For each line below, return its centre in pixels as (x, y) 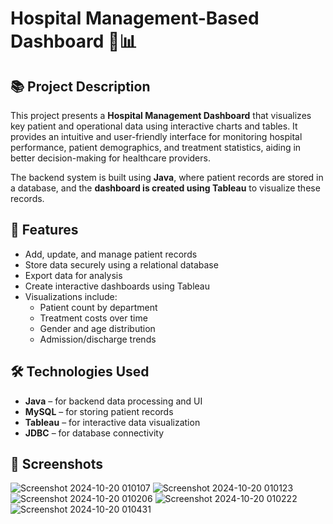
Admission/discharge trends (98, 339)
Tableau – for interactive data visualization (112, 422)
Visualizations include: (71, 296)
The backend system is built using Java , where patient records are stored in (167, 177)
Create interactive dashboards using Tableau (117, 286)
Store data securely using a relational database (121, 264)
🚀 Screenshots (57, 464)
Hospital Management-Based (135, 18)
